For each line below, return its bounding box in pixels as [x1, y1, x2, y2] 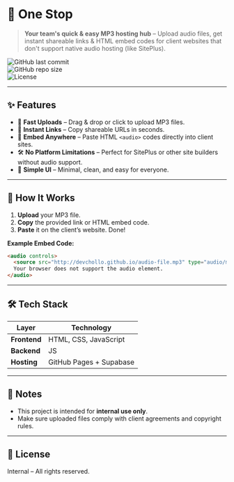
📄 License [7, 449, 51, 460]
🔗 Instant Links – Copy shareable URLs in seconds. [17, 125, 165, 133]
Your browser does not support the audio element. [13, 265, 164, 273]
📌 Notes [7, 389, 42, 400]
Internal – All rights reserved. [7, 467, 90, 475]
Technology [71, 322, 112, 332]
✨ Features [7, 99, 56, 111]
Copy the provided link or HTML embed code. [17, 218, 150, 226]
